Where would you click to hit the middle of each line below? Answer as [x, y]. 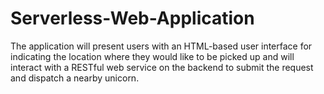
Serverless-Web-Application [132, 18]
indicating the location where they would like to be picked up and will [152, 56]
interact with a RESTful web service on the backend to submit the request [162, 67]
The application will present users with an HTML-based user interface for [161, 46]
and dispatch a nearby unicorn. [75, 78]
